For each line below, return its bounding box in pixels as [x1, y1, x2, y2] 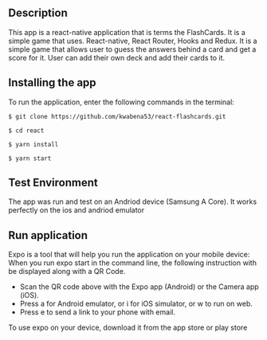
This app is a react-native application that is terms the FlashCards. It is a [8, 27, 245, 37]
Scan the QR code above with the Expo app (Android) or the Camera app [19, 282, 259, 291]
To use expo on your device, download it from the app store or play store [8, 322, 248, 333]
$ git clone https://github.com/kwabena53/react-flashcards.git [8, 112, 226, 120]
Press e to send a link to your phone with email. [19, 307, 175, 317]
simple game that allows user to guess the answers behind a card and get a [8, 44, 257, 54]
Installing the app [8, 76, 97, 90]
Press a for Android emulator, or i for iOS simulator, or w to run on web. [19, 299, 253, 309]
